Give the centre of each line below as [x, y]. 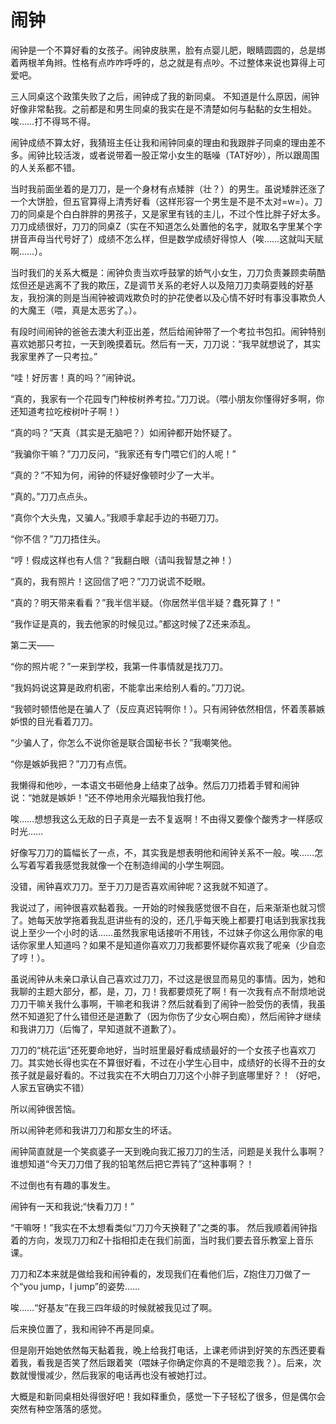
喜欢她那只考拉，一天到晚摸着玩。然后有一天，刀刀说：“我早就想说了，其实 [166, 343]
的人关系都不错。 [45, 167]
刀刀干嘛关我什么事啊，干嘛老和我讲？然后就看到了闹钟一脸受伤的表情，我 [163, 1003]
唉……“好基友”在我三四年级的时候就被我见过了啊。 [114, 1307]
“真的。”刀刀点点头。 [51, 496]
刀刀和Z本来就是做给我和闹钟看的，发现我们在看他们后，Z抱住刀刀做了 [156, 1273]
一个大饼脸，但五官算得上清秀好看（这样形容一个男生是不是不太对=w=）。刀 [166, 201]
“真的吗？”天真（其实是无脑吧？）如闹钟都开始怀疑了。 [124, 432]
